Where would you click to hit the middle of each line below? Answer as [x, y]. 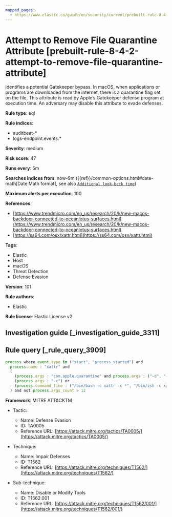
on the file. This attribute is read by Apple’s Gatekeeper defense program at [85, 98]
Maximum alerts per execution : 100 [44, 194]
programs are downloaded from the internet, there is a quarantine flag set [83, 92]
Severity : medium [24, 149]
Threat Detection [30, 272]
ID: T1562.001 [35, 498]
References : [18, 203]
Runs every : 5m [22, 168]
